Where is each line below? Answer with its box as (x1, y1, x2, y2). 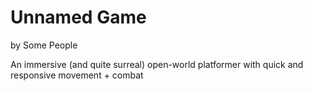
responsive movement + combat (10, 69, 144, 81)
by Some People (10, 39, 78, 51)
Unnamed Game (10, 6, 147, 29)
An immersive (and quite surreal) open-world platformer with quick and (10, 58, 304, 70)
